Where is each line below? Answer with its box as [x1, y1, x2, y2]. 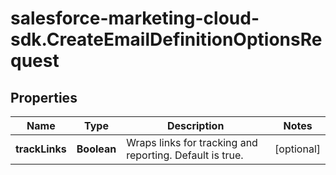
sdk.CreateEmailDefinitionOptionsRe [10, 28, 323, 51]
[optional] [274, 142, 321, 156]
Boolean [76, 142, 117, 156]
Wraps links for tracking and [126, 136, 258, 149]
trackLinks [15, 142, 67, 156]
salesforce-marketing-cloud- [10, 7, 260, 30]
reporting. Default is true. [126, 148, 244, 162]
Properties [10, 89, 78, 106]
